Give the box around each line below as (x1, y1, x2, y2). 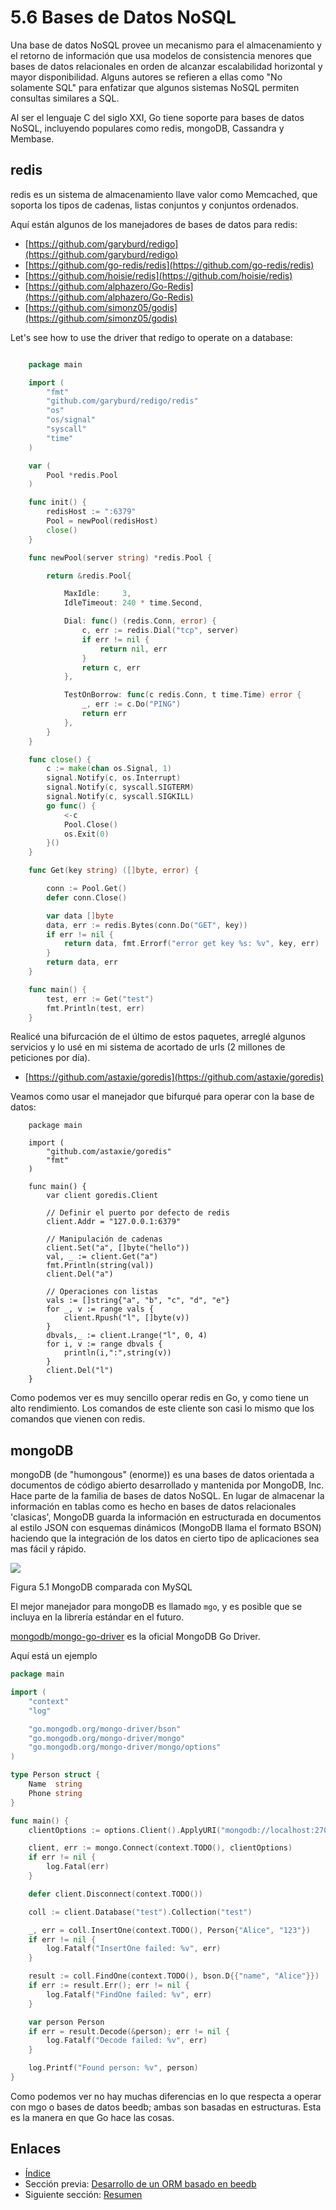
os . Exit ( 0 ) (63, 829, 110, 839)
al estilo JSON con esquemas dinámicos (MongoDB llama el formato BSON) (10, 1522, 322, 1534)
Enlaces (10, 2141, 62, 2158)
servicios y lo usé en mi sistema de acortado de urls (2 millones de (10, 1041, 286, 1053)
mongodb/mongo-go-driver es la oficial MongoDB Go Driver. (10, 1631, 261, 1643)
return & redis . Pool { (46, 571, 132, 581)
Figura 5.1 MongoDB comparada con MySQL (10, 1581, 193, 1593)
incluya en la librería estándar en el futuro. (10, 1611, 185, 1623)
